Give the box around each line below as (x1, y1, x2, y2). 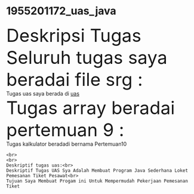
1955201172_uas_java (6, 4, 116, 18)
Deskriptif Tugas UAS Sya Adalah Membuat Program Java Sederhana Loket (6, 167, 188, 174)
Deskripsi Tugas (6, 24, 141, 47)
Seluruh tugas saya (6, 46, 168, 69)
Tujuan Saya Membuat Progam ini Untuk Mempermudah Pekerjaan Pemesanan (6, 178, 188, 184)
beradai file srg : (6, 67, 143, 91)
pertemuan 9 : (6, 118, 124, 141)
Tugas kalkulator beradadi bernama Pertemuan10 (6, 140, 127, 147)
